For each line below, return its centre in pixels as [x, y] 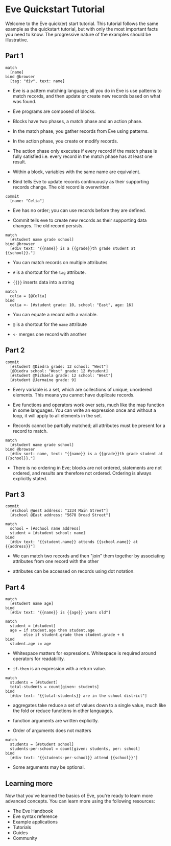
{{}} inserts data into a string [43, 282]
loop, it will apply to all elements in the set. [57, 415]
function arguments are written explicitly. [56, 721]
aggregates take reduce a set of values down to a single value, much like [89, 706]
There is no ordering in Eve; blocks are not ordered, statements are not [87, 467]
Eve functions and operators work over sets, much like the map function [89, 405]
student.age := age [31, 644]
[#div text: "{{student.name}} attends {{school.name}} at [74, 542]
